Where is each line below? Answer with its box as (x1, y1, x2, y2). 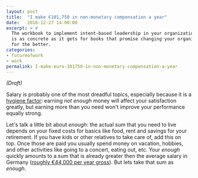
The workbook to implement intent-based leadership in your (11, 31, 162, 37)
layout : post (6, 8, 38, 15)
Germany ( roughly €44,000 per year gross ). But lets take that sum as (6, 159, 174, 166)
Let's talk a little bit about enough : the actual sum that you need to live (6, 121, 177, 128)
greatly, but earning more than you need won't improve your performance (6, 104, 186, 111)
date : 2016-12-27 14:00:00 (6, 19, 78, 25)
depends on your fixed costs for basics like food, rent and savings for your (6, 127, 187, 134)
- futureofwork (6, 52, 44, 58)
